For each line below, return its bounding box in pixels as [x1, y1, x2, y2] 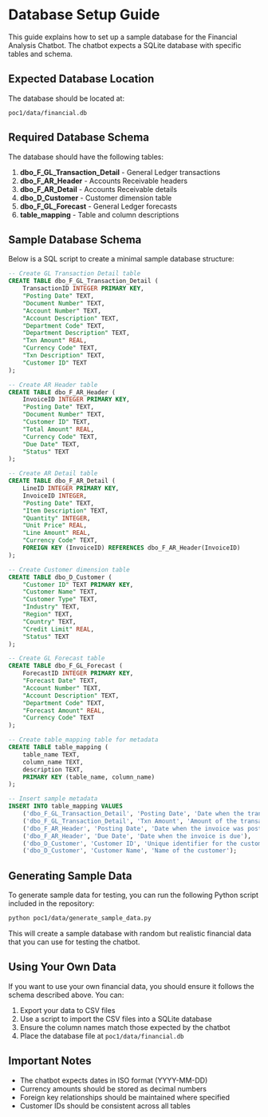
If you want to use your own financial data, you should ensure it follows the [8, 981, 254, 991]
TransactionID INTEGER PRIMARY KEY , [22, 285, 145, 293]
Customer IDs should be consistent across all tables [19, 1101, 191, 1111]
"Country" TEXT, [22, 617, 77, 625]
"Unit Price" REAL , [22, 521, 88, 529]
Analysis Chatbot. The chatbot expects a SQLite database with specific [8, 40, 242, 50]
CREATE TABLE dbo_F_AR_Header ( [8, 388, 116, 397]
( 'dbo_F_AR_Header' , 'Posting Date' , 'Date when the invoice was [22, 824, 245, 832]
